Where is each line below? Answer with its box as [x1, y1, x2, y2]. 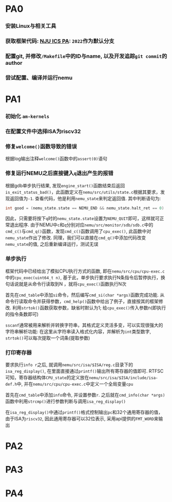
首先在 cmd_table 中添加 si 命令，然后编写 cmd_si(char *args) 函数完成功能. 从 [5, 292, 165, 298]
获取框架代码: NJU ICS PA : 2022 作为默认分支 [5, 38, 114, 45]
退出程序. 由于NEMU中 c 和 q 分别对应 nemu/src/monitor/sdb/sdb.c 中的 [9, 222, 154, 228]
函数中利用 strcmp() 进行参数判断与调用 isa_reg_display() [5, 398, 126, 404]
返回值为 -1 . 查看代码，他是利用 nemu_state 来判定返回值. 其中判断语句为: [9, 195, 161, 201]
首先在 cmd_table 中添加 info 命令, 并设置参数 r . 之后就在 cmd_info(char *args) [5, 391, 165, 398]
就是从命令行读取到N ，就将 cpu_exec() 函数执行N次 [18, 281, 127, 287]
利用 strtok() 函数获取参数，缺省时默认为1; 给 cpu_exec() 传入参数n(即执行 [12, 304, 166, 311]
